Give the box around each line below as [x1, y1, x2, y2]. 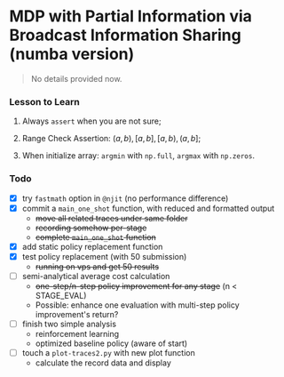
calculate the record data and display [35, 357, 171, 368]
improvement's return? [35, 309, 119, 319]
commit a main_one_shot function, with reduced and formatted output [21, 203, 275, 213]
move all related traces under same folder [35, 213, 188, 223]
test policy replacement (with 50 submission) [21, 251, 187, 261]
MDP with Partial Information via [9, 6, 253, 27]
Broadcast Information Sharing [9, 25, 241, 45]
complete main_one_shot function [35, 231, 157, 242]
